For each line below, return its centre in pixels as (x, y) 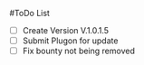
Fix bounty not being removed (79, 51)
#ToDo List (29, 13)
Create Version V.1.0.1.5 (66, 30)
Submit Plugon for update (70, 41)
